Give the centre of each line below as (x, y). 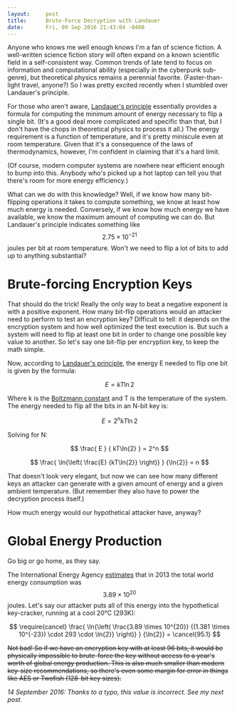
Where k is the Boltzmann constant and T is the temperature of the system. (117, 398)
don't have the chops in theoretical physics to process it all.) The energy (114, 129)
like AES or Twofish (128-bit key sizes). (64, 678)
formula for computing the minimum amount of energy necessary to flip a (115, 114)
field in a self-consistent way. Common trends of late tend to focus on (110, 63)
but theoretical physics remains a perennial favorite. (106, 77)
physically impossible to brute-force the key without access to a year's (111, 656)
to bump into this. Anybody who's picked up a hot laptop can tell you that (115, 173)
